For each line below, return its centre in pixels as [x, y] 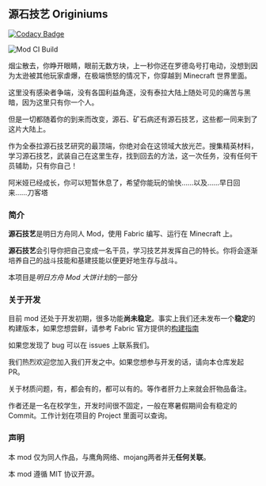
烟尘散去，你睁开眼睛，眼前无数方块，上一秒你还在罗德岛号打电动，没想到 [129, 65]
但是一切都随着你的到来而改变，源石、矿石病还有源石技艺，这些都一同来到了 [133, 119]
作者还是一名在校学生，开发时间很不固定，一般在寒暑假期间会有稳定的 [123, 406]
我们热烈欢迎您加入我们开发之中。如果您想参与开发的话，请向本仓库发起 [126, 362]
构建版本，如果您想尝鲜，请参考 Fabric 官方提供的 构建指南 [104, 328]
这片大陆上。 [29, 128]
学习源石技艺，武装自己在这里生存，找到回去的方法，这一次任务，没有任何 [129, 155]
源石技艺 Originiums [58, 14]
